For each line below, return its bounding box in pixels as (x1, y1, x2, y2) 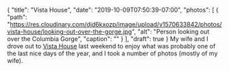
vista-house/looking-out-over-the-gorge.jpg (7, 27, 132, 35)
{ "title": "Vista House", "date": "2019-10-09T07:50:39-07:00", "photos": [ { (7, 6, 219, 14)
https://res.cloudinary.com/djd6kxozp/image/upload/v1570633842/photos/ (10, 20, 222, 28)
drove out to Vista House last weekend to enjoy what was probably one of (7, 42, 216, 50)
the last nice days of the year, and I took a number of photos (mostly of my (7, 49, 218, 57)
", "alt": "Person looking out (131, 27, 210, 35)
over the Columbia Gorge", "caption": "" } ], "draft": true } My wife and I (7, 35, 208, 43)
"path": (7, 13, 27, 21)
